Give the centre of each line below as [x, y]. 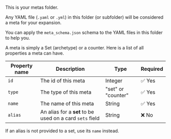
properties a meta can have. [35, 53]
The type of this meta [66, 92]
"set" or [115, 89]
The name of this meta [67, 104]
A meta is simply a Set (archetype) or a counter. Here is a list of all [75, 48]
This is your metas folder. [32, 7]
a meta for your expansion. [34, 23]
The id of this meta [63, 81]
